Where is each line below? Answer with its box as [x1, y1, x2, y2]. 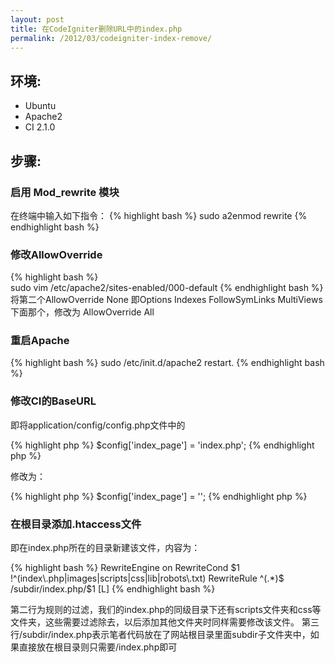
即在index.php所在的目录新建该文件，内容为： [10, 542, 201, 554]
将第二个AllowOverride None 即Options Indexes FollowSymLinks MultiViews [10, 294, 323, 306]
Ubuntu [24, 100, 57, 112]
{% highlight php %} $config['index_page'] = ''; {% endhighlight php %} [10, 490, 308, 502]
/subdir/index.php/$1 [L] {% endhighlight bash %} [10, 583, 216, 595]
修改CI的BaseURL [10, 394, 97, 408]
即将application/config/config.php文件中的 [10, 419, 186, 431]
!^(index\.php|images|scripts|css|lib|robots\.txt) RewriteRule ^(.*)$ [10, 572, 285, 585]
